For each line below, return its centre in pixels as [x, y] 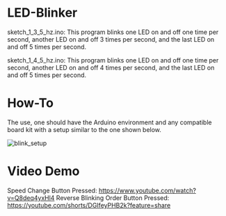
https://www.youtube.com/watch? [147, 190]
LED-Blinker [42, 13]
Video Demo [43, 171]
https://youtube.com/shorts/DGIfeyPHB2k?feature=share [89, 205]
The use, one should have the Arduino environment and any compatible [110, 122]
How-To [31, 103]
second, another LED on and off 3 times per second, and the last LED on [111, 39]
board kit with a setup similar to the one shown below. [84, 129]
